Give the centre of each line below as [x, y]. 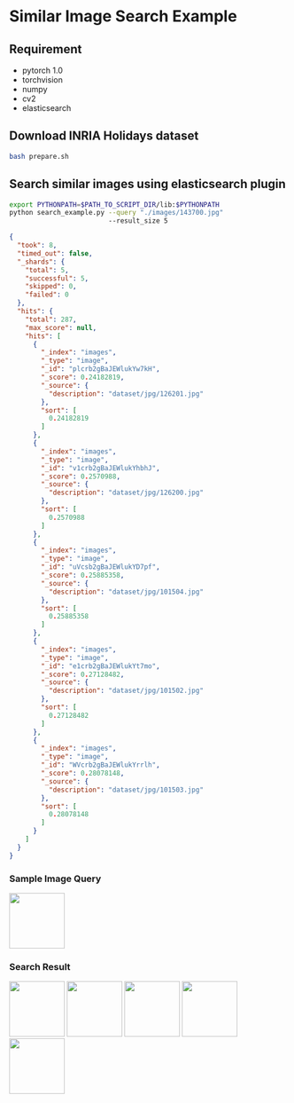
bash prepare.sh [39, 156]
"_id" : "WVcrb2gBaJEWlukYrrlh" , [101, 765]
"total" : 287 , [51, 319]
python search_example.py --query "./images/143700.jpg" [116, 213]
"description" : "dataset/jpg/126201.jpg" [126, 394]
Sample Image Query [55, 878]
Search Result [40, 966]
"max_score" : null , [61, 327]
